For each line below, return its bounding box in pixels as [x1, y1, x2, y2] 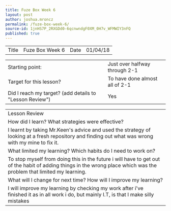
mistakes [8, 197, 30, 204]
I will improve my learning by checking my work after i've [8, 185, 144, 192]
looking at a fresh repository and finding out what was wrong [8, 133, 154, 139]
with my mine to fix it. [8, 139, 59, 146]
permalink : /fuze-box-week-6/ [5, 21, 70, 27]
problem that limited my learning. [8, 168, 87, 175]
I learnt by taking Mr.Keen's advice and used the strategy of [8, 126, 151, 133]
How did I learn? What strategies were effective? [8, 118, 124, 125]
